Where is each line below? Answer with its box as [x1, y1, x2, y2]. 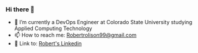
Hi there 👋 [5, 5, 35, 14]
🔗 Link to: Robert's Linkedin [14, 40, 82, 47]
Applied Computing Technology [14, 25, 92, 32]
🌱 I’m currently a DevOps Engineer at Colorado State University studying [14, 19, 193, 26]
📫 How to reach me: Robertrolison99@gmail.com [14, 32, 137, 39]
